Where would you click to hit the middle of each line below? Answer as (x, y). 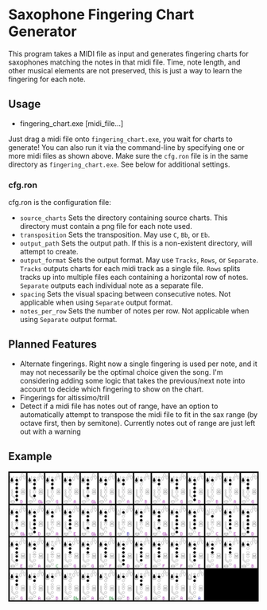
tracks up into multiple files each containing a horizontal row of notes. (134, 277)
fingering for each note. (47, 79)
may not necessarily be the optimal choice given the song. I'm (121, 372)
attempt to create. (49, 252)
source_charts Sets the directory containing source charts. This (124, 218)
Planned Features (53, 344)
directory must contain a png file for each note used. (106, 226)
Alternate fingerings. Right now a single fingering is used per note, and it (138, 364)
